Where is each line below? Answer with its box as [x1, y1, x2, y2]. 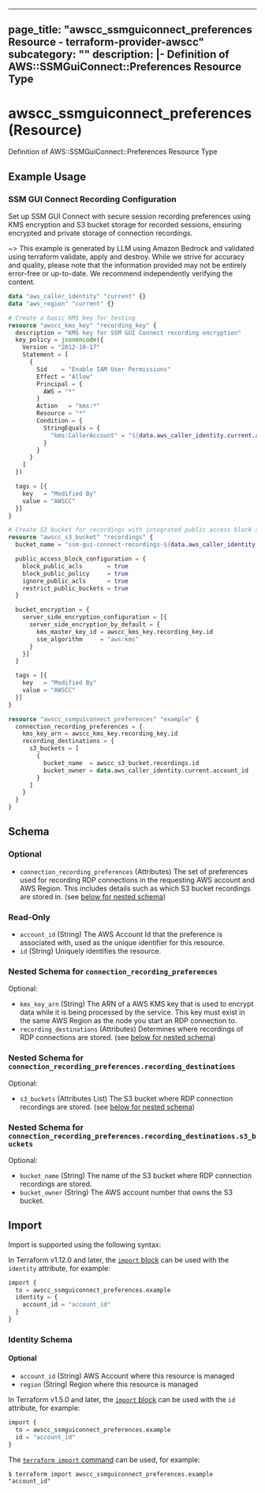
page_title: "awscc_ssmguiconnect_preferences [8, 23, 252, 36]
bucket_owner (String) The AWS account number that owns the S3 [19, 1187, 233, 1197]
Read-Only [8, 911, 51, 922]
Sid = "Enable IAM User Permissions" [36, 365, 171, 373]
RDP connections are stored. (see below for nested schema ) [19, 1033, 216, 1042]
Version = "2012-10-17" [22, 343, 101, 351]
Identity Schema [8, 1334, 73, 1345]
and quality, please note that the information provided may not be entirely [8, 261, 247, 270]
